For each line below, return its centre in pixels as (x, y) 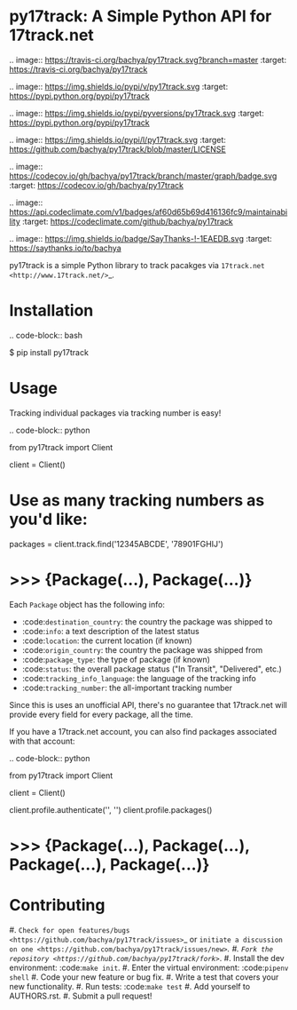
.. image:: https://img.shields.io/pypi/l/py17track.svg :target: (117, 139)
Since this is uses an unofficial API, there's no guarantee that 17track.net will (148, 704)
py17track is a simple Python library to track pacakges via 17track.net (137, 265)
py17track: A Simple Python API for (141, 16)
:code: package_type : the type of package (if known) (116, 659)
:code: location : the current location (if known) (107, 640)
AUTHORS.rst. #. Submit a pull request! (81, 996)
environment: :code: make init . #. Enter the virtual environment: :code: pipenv (149, 967)
